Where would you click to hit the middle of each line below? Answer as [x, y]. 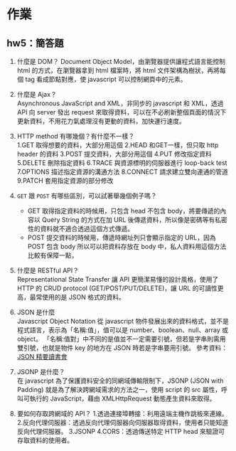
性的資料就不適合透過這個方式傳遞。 [81, 229]
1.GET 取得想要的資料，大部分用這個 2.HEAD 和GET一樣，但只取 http [118, 145]
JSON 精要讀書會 [42, 357]
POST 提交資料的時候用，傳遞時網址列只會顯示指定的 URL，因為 [122, 238]
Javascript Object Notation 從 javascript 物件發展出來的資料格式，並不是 [123, 321]
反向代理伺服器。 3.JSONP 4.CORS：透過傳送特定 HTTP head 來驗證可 [121, 431]
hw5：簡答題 [35, 43]
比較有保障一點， [53, 255]
